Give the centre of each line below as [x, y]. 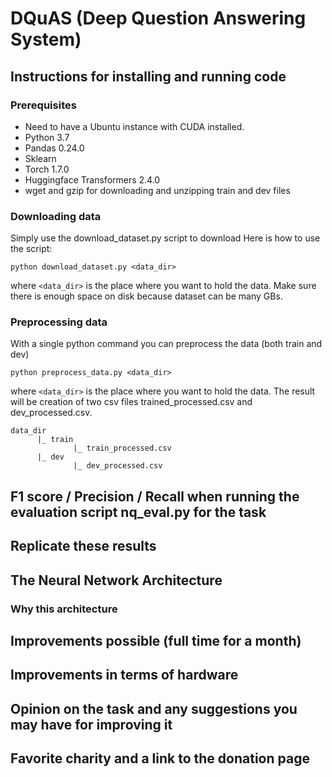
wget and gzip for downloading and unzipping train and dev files [157, 190]
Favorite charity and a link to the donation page [160, 758]
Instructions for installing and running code [148, 76]
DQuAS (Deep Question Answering [158, 18]
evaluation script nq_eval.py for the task [138, 512]
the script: [31, 249]
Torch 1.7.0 [47, 169]
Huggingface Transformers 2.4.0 [92, 179]
